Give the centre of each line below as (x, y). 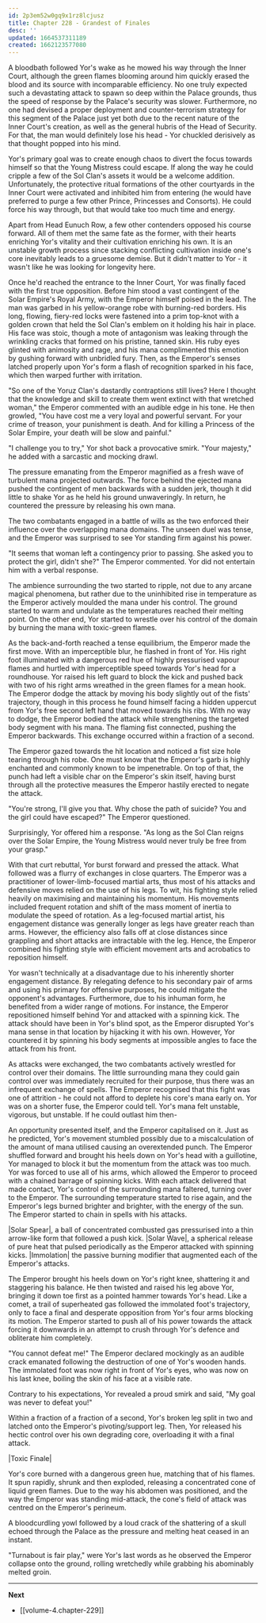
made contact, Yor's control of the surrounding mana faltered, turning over (130, 1189)
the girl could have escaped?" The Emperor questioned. (99, 817)
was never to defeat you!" (50, 1402)
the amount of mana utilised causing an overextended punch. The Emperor (130, 1147)
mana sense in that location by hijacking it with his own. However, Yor (122, 1032)
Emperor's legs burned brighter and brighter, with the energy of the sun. (126, 1206)
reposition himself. (38, 958)
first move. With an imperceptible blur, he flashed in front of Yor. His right (127, 652)
